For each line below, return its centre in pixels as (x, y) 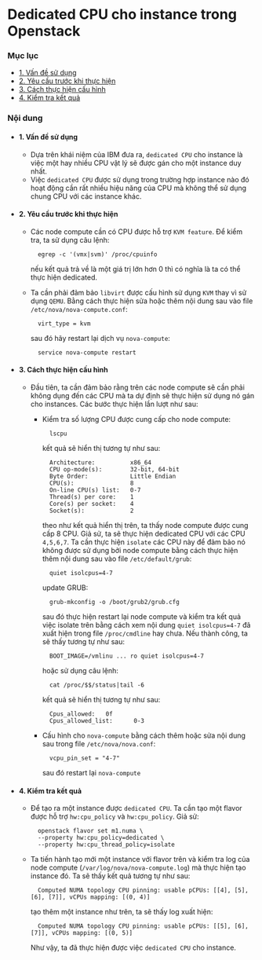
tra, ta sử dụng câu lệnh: (70, 240)
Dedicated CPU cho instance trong (122, 15)
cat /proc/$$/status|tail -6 (97, 685)
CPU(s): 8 (91, 484)
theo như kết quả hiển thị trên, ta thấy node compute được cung (145, 526)
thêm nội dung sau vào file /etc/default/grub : (117, 559)
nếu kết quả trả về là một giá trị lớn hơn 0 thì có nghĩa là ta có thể (135, 269)
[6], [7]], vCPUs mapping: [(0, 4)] (90, 897)
